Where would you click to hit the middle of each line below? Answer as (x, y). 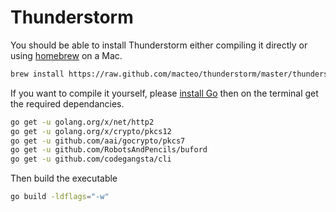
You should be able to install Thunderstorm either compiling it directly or (159, 45)
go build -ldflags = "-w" (60, 197)
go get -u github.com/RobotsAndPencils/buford (109, 150)
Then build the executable (64, 178)
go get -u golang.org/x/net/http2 (82, 122)
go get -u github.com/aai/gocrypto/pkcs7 (98, 141)
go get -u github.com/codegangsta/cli (91, 159)
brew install (37, 74)
